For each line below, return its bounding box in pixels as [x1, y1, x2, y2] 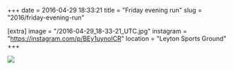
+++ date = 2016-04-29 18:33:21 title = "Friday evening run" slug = [7, 6, 203, 14]
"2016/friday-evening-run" [7, 13, 85, 22]
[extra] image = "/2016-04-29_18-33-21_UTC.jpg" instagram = [7, 27, 187, 35]
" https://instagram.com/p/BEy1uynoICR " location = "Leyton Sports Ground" [7, 34, 227, 43]
